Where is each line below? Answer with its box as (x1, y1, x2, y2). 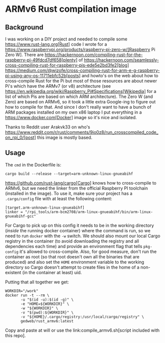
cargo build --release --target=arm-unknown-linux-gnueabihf (5, 171, 133, 176)
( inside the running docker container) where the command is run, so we (5, 227, 151, 233)
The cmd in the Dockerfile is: (5, 161, 62, 168)
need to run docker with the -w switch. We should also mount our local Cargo (5, 233, 161, 239)
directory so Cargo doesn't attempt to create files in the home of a (5, 264, 139, 270)
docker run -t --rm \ (5, 293, 50, 298)
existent (5, 269, 21, 275)
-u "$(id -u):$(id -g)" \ (20, 297, 74, 302)
